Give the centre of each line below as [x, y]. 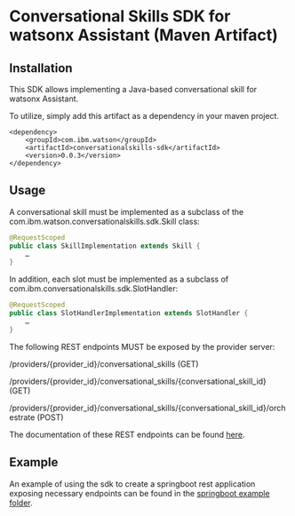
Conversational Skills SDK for [120, 16]
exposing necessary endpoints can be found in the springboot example [140, 493]
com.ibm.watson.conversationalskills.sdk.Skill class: [104, 221]
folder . [21, 503]
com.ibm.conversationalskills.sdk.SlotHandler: [94, 289]
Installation [41, 68]
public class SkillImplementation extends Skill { [105, 246]
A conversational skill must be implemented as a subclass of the [127, 211]
